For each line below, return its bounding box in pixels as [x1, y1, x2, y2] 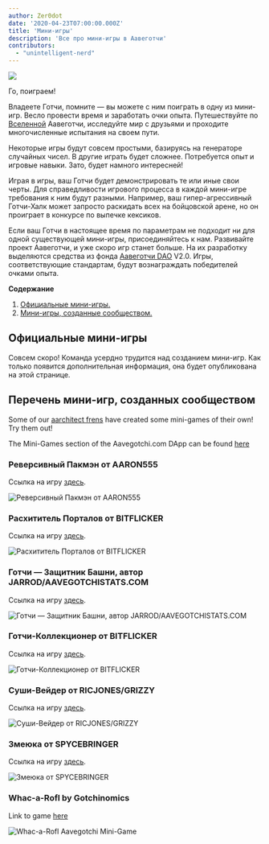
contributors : [8, 42, 56, 50]
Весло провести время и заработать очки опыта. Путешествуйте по [23, 110, 259, 120]
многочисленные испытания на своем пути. [8, 128, 160, 137]
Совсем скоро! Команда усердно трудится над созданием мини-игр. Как [8, 352, 261, 362]
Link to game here [8, 810, 68, 821]
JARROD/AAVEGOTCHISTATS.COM [8, 577, 149, 588]
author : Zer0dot [8, 11, 63, 20]
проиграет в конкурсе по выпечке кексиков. [8, 210, 161, 220]
